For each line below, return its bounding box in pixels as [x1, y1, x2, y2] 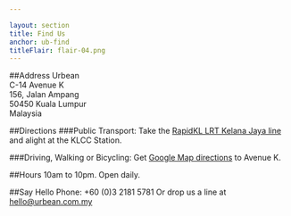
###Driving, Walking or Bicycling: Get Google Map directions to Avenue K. [9, 153, 281, 163]
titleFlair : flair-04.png [9, 46, 105, 54]
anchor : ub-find [9, 37, 70, 46]
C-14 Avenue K [9, 79, 64, 90]
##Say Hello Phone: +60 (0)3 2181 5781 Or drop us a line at [9, 187, 227, 197]
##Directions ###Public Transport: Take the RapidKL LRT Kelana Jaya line [9, 126, 282, 137]
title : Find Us [9, 29, 66, 38]
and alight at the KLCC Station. [9, 135, 122, 145]
